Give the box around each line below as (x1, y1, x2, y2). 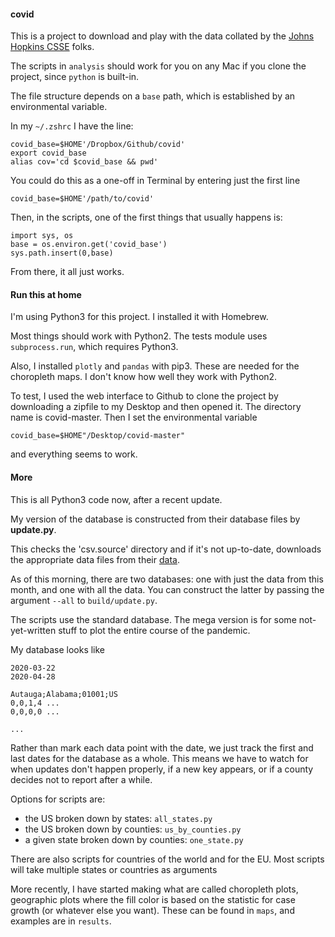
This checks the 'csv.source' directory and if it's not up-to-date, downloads (10, 543, 322, 555)
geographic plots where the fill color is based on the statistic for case (10, 893, 296, 905)
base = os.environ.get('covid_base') (10, 240, 168, 250)
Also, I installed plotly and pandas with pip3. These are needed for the (10, 360, 300, 372)
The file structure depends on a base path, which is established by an (10, 90, 296, 102)
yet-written (10, 624, 57, 636)
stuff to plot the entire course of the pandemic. (58, 624, 251, 636)
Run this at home (10, 288, 82, 300)
